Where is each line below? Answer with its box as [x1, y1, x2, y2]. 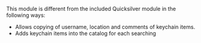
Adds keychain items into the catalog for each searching [15, 30, 157, 37]
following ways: [6, 12, 46, 19]
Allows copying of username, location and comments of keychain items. [15, 24, 196, 30]
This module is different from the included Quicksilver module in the [6, 5, 176, 12]
